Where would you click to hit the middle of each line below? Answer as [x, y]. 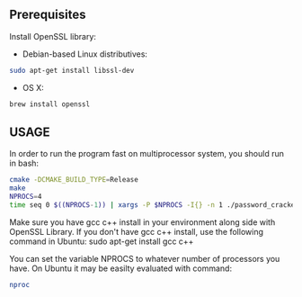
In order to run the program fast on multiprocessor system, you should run [147, 154]
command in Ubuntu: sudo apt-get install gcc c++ [102, 241]
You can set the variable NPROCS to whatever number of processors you [145, 258]
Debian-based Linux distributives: [85, 54]
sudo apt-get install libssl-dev [72, 70]
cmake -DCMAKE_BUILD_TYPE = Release [74, 180]
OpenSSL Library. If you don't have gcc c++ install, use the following [136, 231]
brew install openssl [50, 104]
